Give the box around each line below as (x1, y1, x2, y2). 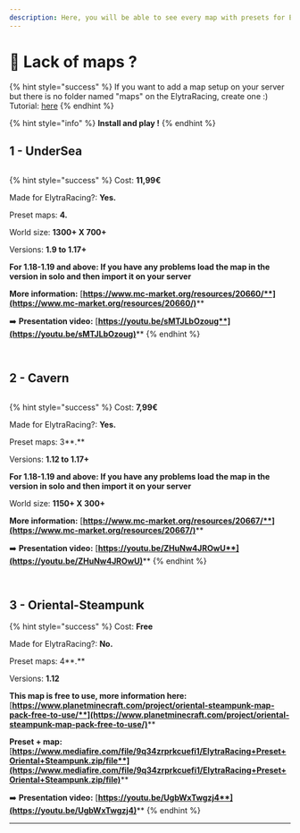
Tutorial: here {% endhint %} (9, 100, 114, 111)
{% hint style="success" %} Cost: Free (9, 621, 154, 632)
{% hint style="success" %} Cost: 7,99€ (9, 402, 158, 412)
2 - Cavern (9, 370, 70, 386)
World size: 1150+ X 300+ (9, 498, 105, 509)
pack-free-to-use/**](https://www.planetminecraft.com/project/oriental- (9, 710, 290, 720)
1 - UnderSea (9, 143, 83, 158)
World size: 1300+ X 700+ (9, 227, 107, 238)
